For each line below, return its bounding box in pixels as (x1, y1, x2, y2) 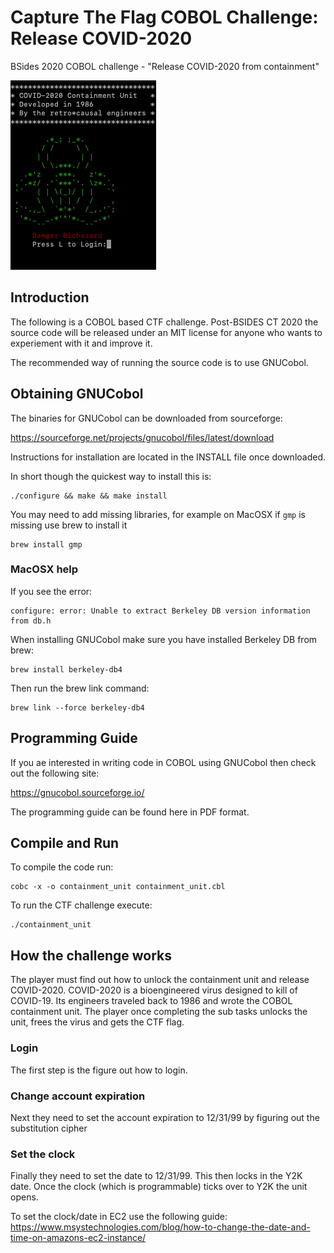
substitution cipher (10, 1122, 88, 1134)
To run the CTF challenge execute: (10, 899, 153, 911)
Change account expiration (10, 1089, 146, 1103)
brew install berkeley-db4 (10, 664, 123, 675)
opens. (10, 1191, 39, 1203)
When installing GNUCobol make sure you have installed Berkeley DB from (10, 633, 318, 645)
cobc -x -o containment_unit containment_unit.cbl (10, 882, 226, 892)
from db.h (10, 616, 52, 626)
